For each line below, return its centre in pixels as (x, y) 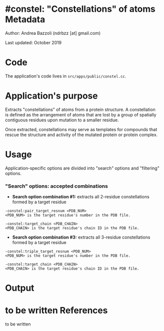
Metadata (25, 19)
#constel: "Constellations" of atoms (80, 9)
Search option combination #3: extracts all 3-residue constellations (81, 237)
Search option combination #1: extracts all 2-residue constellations (81, 197)
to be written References (56, 311)
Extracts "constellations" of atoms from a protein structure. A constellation (80, 110)
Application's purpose (52, 96)
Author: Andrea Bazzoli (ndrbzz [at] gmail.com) (53, 33)
